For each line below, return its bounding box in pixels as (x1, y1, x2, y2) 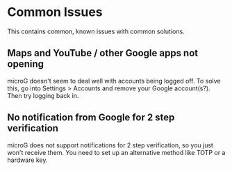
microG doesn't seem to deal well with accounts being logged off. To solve (7, 76, 221, 85)
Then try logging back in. (7, 91, 79, 99)
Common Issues (7, 4, 103, 20)
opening (7, 58, 44, 70)
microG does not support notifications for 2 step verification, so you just (7, 140, 214, 149)
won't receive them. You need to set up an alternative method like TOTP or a (7, 148, 226, 156)
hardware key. (7, 156, 48, 164)
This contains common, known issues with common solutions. (7, 27, 185, 35)
